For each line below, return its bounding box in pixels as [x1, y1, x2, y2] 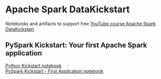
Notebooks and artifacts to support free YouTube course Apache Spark [5, 21, 156, 27]
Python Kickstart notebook [5, 63, 62, 69]
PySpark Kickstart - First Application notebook [5, 68, 104, 74]
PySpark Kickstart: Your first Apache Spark [5, 41, 147, 50]
